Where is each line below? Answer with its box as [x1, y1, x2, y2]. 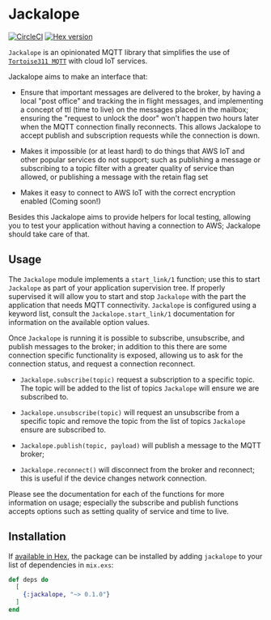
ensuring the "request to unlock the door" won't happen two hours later [19, 113, 260, 122]
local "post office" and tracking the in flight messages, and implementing [19, 96, 264, 105]
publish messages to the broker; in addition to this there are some [8, 341, 227, 351]
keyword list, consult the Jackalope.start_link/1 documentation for [8, 309, 235, 319]
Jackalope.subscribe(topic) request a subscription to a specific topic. [19, 374, 255, 384]
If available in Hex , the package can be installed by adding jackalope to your [8, 551, 263, 561]
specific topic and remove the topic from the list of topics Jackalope [19, 416, 246, 425]
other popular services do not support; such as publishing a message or [19, 155, 261, 165]
